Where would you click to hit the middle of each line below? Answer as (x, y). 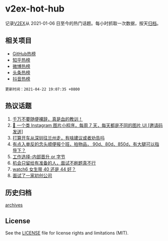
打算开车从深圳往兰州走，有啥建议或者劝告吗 (58, 138)
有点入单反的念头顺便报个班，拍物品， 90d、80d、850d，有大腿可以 (83, 144)
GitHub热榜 (24, 54)
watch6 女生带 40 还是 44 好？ (44, 169)
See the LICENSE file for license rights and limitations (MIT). (67, 233)
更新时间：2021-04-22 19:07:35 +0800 (42, 89)
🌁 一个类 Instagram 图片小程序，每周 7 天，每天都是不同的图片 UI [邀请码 (87, 125)
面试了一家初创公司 (32, 175)
